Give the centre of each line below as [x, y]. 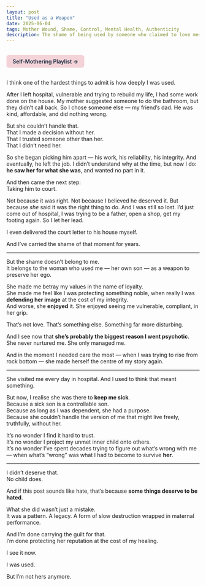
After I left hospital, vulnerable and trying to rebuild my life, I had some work [102, 94]
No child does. [25, 479]
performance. [24, 523]
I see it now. [21, 553]
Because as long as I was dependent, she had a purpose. [79, 411]
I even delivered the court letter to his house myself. [72, 232]
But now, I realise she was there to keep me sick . [68, 398]
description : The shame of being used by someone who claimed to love [98, 35]
